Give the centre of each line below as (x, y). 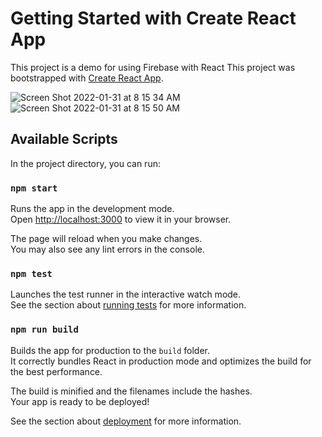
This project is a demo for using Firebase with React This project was (153, 67)
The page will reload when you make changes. (106, 239)
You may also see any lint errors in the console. (107, 249)
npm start (34, 188)
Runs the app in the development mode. (92, 209)
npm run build (44, 330)
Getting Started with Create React (153, 18)
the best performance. (56, 371)
